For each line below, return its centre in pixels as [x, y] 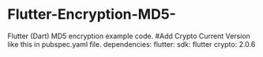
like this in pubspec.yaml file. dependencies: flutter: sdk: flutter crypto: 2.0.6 [131, 44]
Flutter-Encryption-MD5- [92, 14]
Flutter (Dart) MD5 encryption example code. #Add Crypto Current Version [129, 36]
